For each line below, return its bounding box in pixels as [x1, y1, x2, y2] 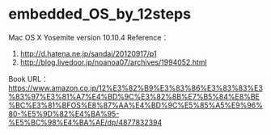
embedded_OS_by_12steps [8, 5, 192, 23]
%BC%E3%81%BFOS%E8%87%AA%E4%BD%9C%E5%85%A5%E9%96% [8, 100, 263, 110]
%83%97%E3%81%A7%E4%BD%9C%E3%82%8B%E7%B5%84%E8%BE [8, 91, 260, 101]
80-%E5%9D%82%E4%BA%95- [8, 108, 120, 118]
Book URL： [8, 74, 49, 83]
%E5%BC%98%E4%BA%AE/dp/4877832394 [8, 117, 163, 127]
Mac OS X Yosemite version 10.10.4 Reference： [8, 32, 169, 42]
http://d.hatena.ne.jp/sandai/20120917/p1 [19, 49, 157, 58]
